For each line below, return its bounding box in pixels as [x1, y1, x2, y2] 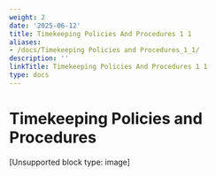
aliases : [9, 37, 42, 47]
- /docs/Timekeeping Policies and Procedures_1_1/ [9, 46, 200, 55]
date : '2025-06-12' [9, 21, 81, 30]
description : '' [9, 54, 69, 63]
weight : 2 [9, 12, 46, 22]
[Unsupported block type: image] [9, 157, 131, 167]
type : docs [9, 71, 50, 80]
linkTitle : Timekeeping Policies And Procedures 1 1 [9, 63, 208, 72]
